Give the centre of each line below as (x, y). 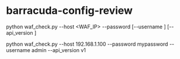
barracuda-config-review (70, 11)
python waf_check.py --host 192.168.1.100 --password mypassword (87, 44)
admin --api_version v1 (59, 50)
